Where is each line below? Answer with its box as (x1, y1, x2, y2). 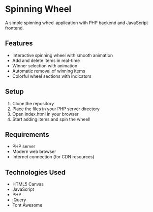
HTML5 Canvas (12, 181, 44, 187)
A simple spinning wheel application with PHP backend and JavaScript (5, 20, 149, 26)
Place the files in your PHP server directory (12, 106, 100, 112)
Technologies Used (5, 168, 65, 177)
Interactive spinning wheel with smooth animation (12, 52, 113, 58)
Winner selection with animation (12, 62, 78, 68)
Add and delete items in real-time (12, 58, 80, 63)
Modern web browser (12, 149, 57, 154)
